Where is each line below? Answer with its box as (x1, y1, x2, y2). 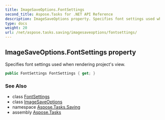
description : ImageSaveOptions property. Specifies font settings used (5, 16, 155, 21)
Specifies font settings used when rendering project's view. (5, 61, 125, 67)
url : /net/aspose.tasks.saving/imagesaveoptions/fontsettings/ (5, 30, 137, 35)
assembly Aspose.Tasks (12, 109, 61, 115)
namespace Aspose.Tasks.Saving (12, 104, 81, 110)
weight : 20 (5, 26, 27, 30)
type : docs (5, 21, 27, 26)
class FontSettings (12, 93, 50, 99)
